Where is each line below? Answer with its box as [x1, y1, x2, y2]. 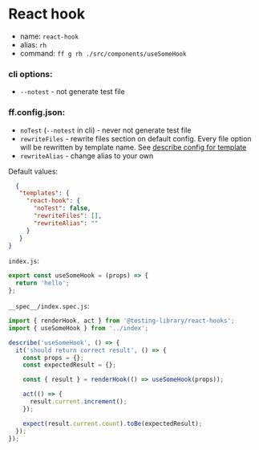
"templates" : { [18, 190, 70, 198]
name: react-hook [19, 31, 79, 41]
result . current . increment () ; [29, 398, 127, 406]
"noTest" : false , [33, 204, 91, 213]
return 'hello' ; [15, 279, 70, 288]
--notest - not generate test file [19, 87, 126, 96]
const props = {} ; [22, 354, 84, 362]
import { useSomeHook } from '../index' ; [8, 324, 149, 332]
